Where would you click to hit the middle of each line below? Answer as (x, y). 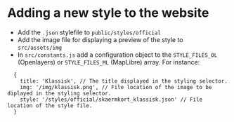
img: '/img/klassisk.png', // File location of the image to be (116, 87)
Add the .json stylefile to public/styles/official (89, 32)
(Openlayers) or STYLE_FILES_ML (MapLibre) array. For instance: (109, 62)
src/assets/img (40, 48)
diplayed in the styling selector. (59, 93)
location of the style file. (50, 106)
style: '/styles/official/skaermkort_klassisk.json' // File (111, 100)
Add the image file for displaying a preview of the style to (100, 39)
